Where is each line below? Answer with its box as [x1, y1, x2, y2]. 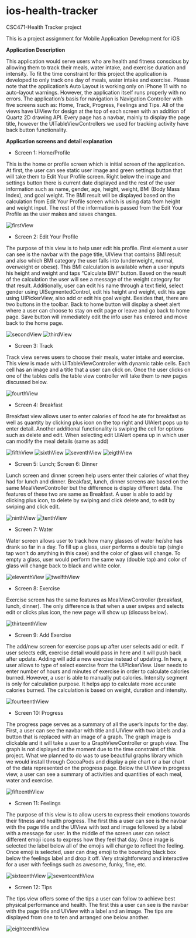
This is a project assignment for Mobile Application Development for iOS [6, 35, 180, 42]
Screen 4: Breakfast [14, 401, 63, 408]
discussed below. [6, 378, 48, 385]
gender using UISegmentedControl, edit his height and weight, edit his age [6, 288, 186, 295]
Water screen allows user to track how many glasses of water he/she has [6, 537, 183, 544]
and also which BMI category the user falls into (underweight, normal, [6, 257, 174, 264]
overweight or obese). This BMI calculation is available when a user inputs [6, 263, 185, 270]
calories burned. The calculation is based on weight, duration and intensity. [6, 686, 188, 694]
